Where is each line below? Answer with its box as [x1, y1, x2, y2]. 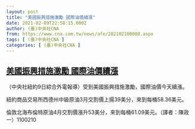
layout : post [6, 8, 39, 15]
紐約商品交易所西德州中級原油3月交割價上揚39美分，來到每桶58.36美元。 [6, 95, 187, 103]
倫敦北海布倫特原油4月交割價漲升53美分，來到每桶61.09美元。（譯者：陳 [6, 109, 184, 116]
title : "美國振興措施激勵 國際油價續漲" [6, 14, 96, 20]
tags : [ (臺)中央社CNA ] [6, 37, 65, 43]
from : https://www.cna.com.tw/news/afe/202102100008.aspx [6, 31, 154, 37]
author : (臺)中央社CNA [6, 25, 59, 32]
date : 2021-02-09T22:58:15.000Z [6, 20, 87, 26]
